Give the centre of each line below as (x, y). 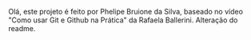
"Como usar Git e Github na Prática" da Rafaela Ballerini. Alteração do (123, 20)
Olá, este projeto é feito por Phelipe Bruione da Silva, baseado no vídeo (126, 12)
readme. (22, 28)
